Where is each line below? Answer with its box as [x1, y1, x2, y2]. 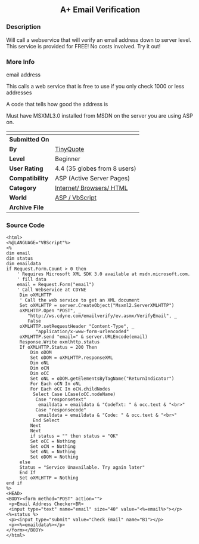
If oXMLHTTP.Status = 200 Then [19, 345, 97, 351]
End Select [32, 417, 60, 423]
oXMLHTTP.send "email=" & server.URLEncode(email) [19, 334, 148, 340]
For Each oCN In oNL [30, 381, 82, 387]
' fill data [17, 276, 46, 282]
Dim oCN [30, 365, 49, 371]
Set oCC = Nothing [30, 438, 76, 444]
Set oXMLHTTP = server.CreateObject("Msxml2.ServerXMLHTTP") [19, 303, 175, 309]
